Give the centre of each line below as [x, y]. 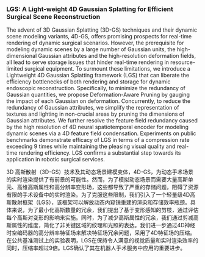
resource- [183, 62]
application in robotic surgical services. [56, 160]
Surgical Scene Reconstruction [53, 16]
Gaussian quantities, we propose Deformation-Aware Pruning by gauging [98, 95]
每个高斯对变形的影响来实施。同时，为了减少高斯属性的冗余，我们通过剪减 [100, 217]
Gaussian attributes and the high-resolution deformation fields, [117, 56]
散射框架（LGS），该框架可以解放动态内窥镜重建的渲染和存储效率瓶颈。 [101, 202]
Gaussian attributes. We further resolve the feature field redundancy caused [102, 121]
